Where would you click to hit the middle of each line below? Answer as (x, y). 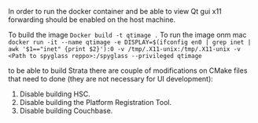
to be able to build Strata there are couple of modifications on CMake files (128, 71)
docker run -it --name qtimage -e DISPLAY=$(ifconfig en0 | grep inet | (130, 42)
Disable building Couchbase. (66, 110)
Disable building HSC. (55, 94)
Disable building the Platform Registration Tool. (96, 102)
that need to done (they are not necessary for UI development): (111, 79)
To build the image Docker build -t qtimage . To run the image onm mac (127, 35)
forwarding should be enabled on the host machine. (92, 20)
